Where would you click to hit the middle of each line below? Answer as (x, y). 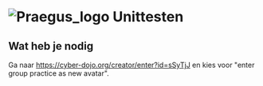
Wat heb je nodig (51, 46)
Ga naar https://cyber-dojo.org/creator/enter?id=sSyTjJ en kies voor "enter (131, 65)
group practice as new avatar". (59, 73)
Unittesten (148, 17)
